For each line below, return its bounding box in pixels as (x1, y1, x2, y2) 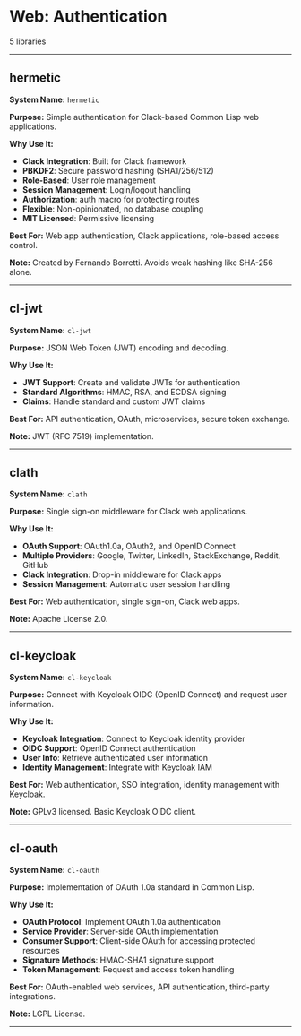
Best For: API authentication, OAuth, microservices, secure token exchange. (9, 413, 290, 424)
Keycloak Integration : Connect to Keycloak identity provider (21, 733, 245, 745)
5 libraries (9, 36, 47, 47)
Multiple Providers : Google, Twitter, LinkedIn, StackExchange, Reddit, (21, 550, 281, 561)
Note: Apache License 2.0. (9, 614, 108, 625)
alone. (9, 266, 33, 277)
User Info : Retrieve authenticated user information (21, 753, 209, 764)
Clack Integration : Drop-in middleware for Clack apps (21, 569, 222, 580)
